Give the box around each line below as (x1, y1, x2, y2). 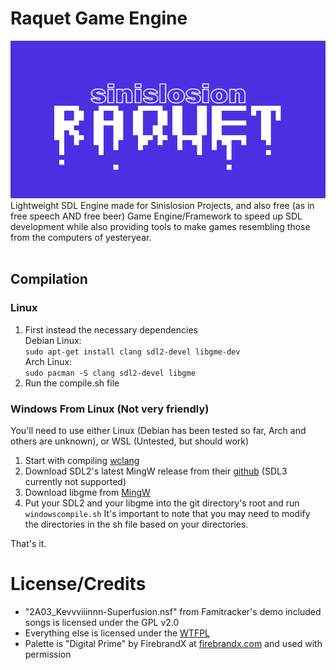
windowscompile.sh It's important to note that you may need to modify (24, 507, 311, 519)
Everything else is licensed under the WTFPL (24, 627, 211, 639)
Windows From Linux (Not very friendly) (10, 402, 210, 416)
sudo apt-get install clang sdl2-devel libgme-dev (24, 347, 241, 357)
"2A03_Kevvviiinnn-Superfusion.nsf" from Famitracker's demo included (24, 605, 322, 617)
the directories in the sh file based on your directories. (24, 518, 249, 530)
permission (24, 648, 72, 660)
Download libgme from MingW (24, 486, 151, 498)
